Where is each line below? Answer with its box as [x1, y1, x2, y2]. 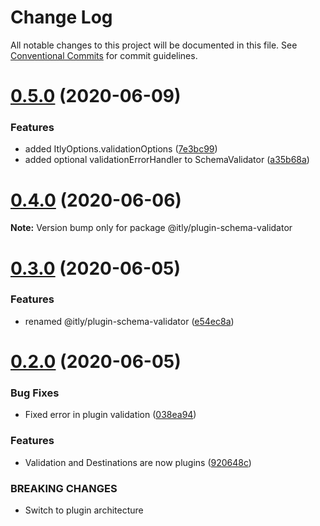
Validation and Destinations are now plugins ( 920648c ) [24, 456, 252, 468]
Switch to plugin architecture [24, 504, 144, 516]
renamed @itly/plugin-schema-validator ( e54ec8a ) [24, 315, 235, 327]
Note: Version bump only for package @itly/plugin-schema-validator [10, 222, 293, 234]
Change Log [10, 6, 113, 29]
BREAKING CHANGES [10, 481, 118, 495]
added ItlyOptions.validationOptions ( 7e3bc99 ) [24, 143, 218, 155]
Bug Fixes [10, 386, 60, 400]
